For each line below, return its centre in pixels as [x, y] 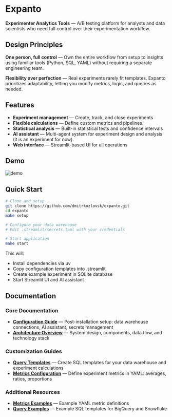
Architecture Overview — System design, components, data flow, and [88, 332]
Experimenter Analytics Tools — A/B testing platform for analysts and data [85, 23]
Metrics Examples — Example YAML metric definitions [71, 403]
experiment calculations [38, 368]
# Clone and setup [25, 201]
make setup [17, 215]
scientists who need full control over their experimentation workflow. [78, 28]
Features [20, 105]
